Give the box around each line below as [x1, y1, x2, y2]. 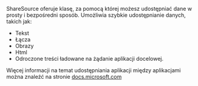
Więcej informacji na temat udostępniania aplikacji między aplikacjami [6, 67, 181, 74]
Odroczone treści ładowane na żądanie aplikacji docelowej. [15, 55, 164, 62]
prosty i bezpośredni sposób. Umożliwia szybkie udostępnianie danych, [6, 11, 186, 19]
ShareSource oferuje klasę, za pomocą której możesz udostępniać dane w [6, 5, 193, 12]
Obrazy [15, 42, 34, 49]
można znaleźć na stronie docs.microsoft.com [6, 73, 122, 80]
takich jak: [6, 18, 32, 25]
